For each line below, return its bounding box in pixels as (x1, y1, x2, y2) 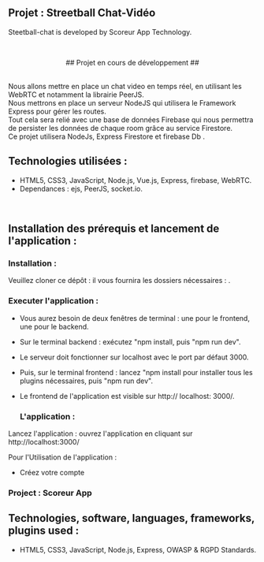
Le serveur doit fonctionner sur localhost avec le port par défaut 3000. (19, 352, 250, 362)
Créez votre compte (19, 467, 85, 477)
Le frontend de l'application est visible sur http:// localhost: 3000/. (19, 391, 235, 400)
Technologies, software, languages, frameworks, (8, 512, 255, 525)
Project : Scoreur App (8, 487, 92, 498)
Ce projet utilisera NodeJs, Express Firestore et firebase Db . (8, 132, 206, 141)
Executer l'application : (8, 296, 99, 307)
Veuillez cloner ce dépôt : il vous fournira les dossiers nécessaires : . (8, 276, 231, 285)
